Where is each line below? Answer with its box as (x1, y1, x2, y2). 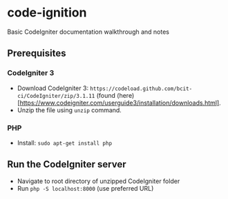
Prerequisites (7, 48, 66, 59)
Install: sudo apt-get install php (17, 138, 113, 147)
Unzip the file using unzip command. (17, 105, 122, 114)
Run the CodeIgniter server (7, 158, 126, 170)
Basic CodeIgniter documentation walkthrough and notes (7, 28, 170, 36)
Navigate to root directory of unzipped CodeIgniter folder (17, 177, 180, 185)
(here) (117, 91, 135, 99)
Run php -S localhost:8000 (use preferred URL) (17, 184, 154, 192)
